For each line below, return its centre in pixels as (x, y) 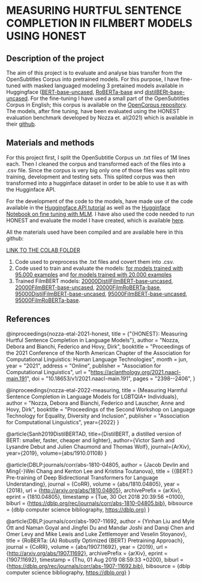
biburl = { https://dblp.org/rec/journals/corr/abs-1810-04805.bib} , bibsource (100, 503)
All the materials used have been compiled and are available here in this (95, 232)
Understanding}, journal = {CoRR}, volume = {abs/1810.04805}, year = (93, 484)
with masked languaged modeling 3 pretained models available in (103, 86)
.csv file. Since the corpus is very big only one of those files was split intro (98, 170)
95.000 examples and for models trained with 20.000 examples (93, 274)
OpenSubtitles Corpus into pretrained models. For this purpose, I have (93, 79)
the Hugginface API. (31, 189)
